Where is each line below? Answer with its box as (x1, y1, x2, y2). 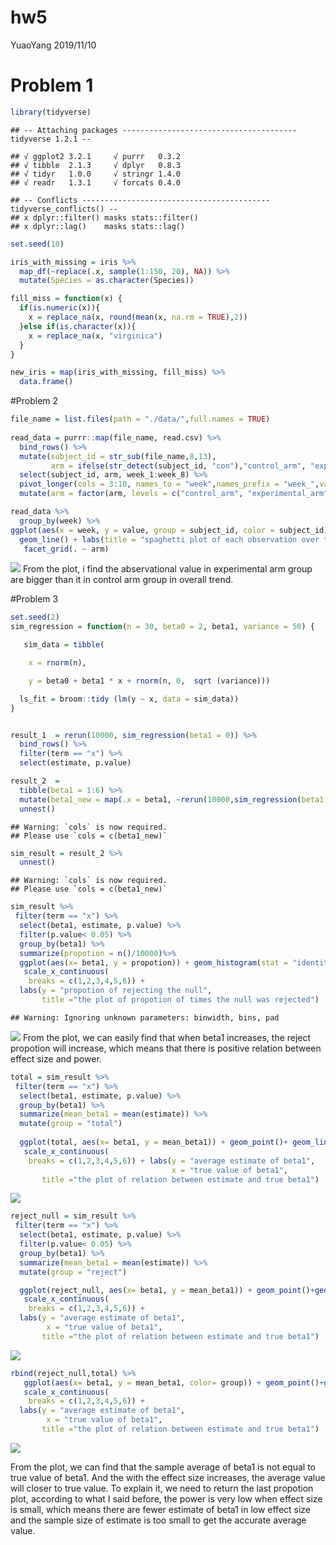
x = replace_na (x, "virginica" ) (28, 331, 163, 341)
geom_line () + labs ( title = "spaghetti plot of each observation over (19, 534, 320, 545)
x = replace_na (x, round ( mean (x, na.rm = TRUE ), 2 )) (28, 312, 248, 322)
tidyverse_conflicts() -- (10, 204, 118, 214)
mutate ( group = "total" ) (19, 1119, 123, 1129)
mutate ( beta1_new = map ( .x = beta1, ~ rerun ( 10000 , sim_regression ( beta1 (19, 794, 325, 805)
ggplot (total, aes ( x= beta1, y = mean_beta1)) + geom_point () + (19, 1137, 288, 1147)
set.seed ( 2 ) (10, 612, 60, 623)
